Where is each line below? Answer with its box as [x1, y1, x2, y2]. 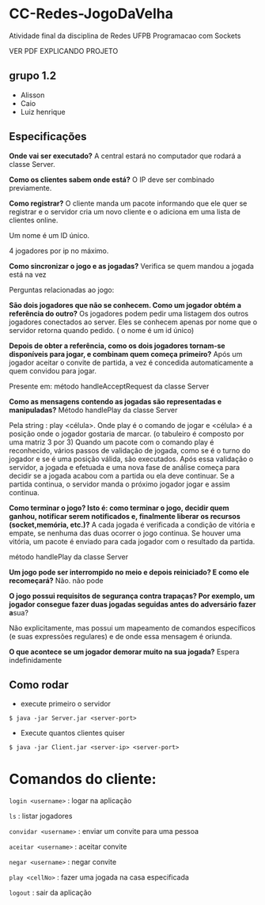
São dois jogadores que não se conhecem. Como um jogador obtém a [9, 300, 242, 309]
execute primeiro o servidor [20, 699, 112, 709]
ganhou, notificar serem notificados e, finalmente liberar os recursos [9, 511, 240, 521]
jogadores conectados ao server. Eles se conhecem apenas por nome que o [9, 317, 258, 327]
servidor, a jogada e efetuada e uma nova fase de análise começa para [9, 462, 240, 471]
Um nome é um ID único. [9, 230, 90, 240]
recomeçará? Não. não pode [9, 575, 104, 585]
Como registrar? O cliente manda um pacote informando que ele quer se [9, 199, 248, 208]
